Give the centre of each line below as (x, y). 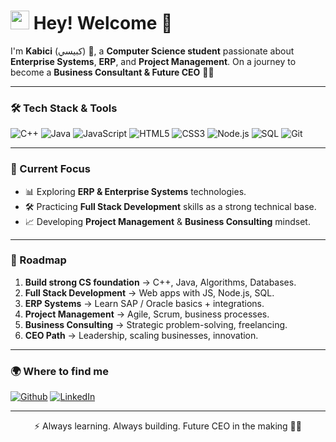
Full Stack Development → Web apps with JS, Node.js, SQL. (149, 292)
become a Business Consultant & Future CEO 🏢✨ (112, 72)
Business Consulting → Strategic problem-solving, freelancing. (156, 324)
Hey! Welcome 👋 (103, 23)
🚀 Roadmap (38, 260)
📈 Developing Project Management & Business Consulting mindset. (167, 221)
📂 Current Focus (50, 169)
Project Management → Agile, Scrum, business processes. (147, 314)
